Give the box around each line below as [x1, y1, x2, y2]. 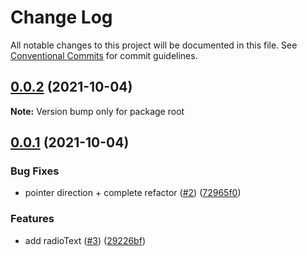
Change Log [10, 6, 113, 29]
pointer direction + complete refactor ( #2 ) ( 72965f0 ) [24, 187, 242, 199]
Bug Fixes [10, 164, 60, 178]
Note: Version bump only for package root [10, 105, 185, 117]
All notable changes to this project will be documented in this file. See [10, 39, 298, 51]
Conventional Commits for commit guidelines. [10, 49, 198, 61]
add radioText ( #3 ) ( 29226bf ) [24, 234, 146, 246]
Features [10, 212, 55, 226]
